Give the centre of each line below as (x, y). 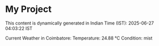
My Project (28, 9)
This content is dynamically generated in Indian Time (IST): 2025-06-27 (80, 23)
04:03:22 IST (19, 28)
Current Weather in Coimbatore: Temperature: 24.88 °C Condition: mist (79, 38)
